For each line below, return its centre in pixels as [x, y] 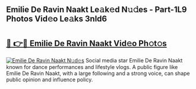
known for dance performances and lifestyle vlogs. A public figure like [92, 67]
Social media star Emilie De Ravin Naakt [134, 60]
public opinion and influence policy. [50, 80]
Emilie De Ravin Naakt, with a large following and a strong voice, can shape [98, 73]
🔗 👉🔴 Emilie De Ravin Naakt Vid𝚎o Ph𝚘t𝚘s [87, 43]
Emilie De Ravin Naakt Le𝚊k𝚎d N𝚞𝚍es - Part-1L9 [97, 10]
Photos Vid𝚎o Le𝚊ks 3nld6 [57, 19]
